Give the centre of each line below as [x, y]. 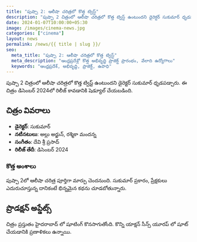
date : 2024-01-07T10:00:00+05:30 [47, 22]
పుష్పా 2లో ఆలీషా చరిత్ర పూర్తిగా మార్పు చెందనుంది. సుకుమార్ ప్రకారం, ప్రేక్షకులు [86, 180]
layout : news [22, 39]
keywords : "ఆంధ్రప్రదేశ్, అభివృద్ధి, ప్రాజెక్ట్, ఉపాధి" [62, 66]
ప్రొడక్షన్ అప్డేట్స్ [29, 208]
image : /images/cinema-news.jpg [45, 28]
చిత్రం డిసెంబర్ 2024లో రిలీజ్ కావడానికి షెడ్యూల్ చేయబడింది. [69, 90]
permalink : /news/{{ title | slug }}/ [53, 45]
